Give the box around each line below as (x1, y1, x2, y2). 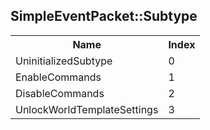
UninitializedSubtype (15, 54, 113, 68)
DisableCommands (15, 86, 105, 100)
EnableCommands (15, 70, 102, 84)
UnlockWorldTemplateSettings (15, 102, 159, 116)
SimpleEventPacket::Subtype (10, 8, 198, 25)
